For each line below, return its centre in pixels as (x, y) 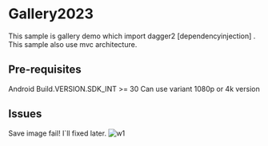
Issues (25, 114)
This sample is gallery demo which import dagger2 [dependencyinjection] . (132, 36)
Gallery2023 (51, 14)
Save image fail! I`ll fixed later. (57, 133)
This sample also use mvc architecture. (73, 44)
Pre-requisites (45, 70)
